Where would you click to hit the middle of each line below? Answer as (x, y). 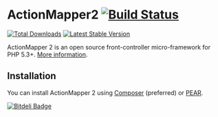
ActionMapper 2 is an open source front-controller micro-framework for (109, 47)
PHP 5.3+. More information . (47, 54)
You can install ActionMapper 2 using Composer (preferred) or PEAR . (105, 92)
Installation (32, 76)
